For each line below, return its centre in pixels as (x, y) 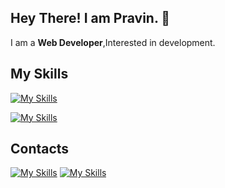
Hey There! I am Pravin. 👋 (90, 18)
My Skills (39, 74)
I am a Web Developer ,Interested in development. (113, 42)
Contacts (40, 149)
